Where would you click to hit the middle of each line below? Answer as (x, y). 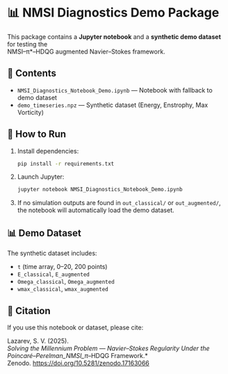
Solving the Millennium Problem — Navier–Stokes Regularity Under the (108, 348)
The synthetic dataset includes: (52, 253)
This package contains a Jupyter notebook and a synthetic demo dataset (114, 36)
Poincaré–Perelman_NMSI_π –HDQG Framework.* (78, 355)
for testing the (27, 44)
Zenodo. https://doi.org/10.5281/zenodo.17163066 (78, 363)
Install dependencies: (48, 151)
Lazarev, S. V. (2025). (38, 341)
